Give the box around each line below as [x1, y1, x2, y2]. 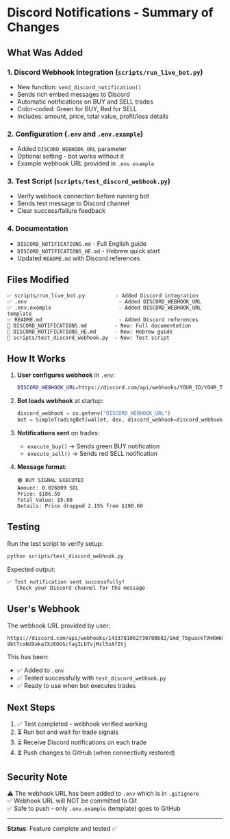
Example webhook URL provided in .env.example [16, 159, 155, 168]
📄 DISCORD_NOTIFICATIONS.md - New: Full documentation [7, 322, 192, 329]
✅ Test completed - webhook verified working [16, 720, 148, 728]
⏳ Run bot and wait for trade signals [16, 728, 118, 736]
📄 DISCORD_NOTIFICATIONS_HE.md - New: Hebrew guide [7, 328, 173, 335]
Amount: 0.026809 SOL [16, 485, 79, 492]
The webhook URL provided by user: [7, 621, 111, 630]
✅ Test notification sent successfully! [7, 578, 125, 585]
